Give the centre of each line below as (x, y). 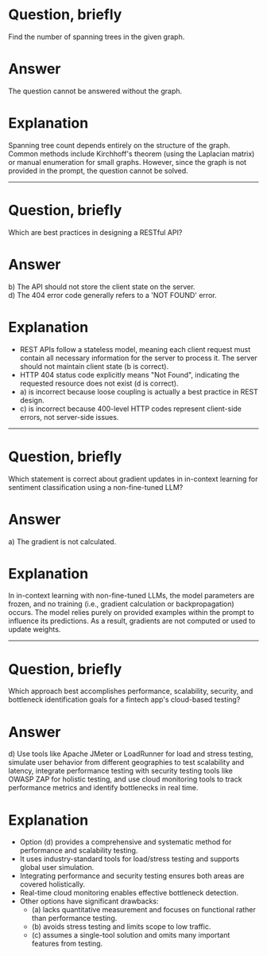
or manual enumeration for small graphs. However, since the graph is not (128, 162)
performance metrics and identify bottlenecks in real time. (103, 788)
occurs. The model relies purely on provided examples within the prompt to (131, 613)
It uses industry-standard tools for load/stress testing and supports (130, 859)
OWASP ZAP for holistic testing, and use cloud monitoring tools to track (125, 779)
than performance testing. (74, 919)
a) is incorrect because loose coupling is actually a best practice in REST (139, 391)
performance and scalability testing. (79, 851)
